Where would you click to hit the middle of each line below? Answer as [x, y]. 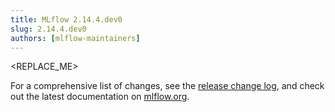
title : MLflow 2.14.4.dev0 [66, 19]
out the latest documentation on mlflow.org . [100, 97]
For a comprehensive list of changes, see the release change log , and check [167, 86]
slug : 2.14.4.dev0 [48, 29]
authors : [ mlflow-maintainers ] [75, 38]
